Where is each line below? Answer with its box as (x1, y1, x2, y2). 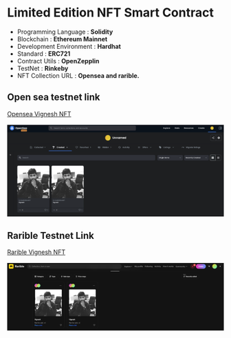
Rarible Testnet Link (7, 229, 95, 242)
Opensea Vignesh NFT (7, 109, 71, 118)
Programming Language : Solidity (16, 28, 113, 36)
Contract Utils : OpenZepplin (16, 56, 100, 65)
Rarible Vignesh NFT (7, 248, 66, 256)
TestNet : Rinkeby (16, 64, 69, 72)
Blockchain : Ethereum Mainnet (16, 34, 108, 43)
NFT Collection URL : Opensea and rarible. (16, 71, 140, 80)
